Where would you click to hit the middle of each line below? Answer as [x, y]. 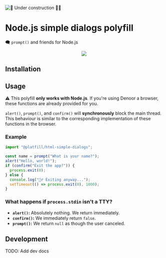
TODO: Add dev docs [27, 251]
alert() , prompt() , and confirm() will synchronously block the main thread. [83, 113]
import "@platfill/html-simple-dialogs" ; [49, 147]
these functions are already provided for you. [52, 104]
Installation [23, 69]
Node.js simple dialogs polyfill [69, 28]
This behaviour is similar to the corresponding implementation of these [78, 119]
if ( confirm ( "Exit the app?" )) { [40, 166]
